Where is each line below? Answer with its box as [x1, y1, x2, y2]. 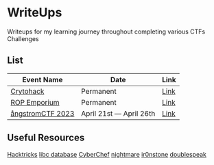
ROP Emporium [10, 97, 60, 107]
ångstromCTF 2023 [10, 108, 75, 118]
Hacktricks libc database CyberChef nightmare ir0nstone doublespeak [7, 150, 207, 158]
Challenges [7, 34, 39, 42]
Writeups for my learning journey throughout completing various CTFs [7, 27, 206, 36]
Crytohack [10, 86, 45, 96]
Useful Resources [7, 132, 85, 144]
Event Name [22, 75, 63, 84]
